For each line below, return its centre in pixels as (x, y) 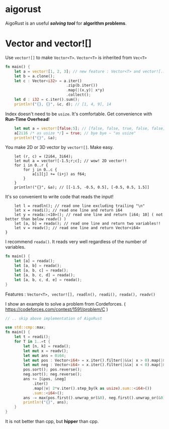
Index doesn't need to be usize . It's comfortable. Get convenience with (79, 114)
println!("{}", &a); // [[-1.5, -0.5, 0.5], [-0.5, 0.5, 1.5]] (82, 187)
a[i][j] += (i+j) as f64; (59, 174)
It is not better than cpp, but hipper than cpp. (52, 421)
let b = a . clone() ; (35, 76)
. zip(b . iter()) (82, 86)
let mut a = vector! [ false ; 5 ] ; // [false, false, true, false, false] (90, 128)
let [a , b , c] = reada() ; (41, 270)
